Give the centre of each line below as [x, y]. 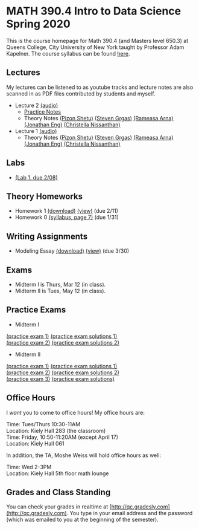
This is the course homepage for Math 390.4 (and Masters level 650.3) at [97, 41]
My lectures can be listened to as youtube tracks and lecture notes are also [100, 87]
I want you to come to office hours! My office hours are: [75, 412]
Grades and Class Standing [58, 492]
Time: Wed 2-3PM [29, 467]
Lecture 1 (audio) [36, 131]
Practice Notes [43, 112]
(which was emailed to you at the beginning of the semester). [82, 520]
